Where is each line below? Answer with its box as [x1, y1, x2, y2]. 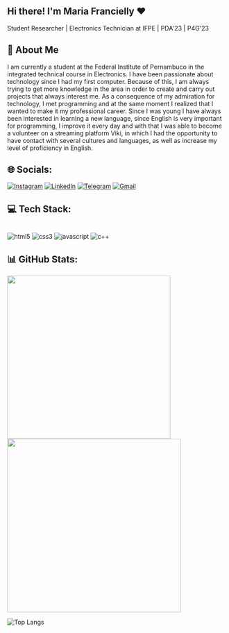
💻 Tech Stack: [7, 203, 71, 214]
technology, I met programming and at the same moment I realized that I [7, 99, 214, 108]
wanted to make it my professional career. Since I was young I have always [7, 107, 221, 115]
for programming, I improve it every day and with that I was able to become [7, 121, 222, 130]
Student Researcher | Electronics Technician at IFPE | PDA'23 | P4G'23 [7, 24, 210, 32]
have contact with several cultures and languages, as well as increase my [7, 136, 217, 144]
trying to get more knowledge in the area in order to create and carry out [7, 85, 215, 93]
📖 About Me [7, 44, 59, 56]
